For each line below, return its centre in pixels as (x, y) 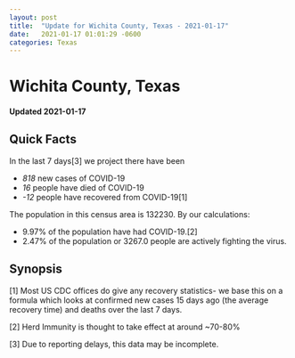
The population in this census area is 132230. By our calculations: (130, 214)
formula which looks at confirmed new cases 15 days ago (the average (139, 300)
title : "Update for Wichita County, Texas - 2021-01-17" (119, 26)
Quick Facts (43, 139)
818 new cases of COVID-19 (74, 178)
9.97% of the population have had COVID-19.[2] (110, 232)
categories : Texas (43, 42)
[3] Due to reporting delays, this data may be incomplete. (114, 344)
